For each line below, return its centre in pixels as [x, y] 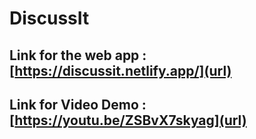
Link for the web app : [78, 55]
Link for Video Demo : [78, 104]
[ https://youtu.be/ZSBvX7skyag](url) [128, 120]
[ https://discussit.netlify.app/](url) [120, 70]
